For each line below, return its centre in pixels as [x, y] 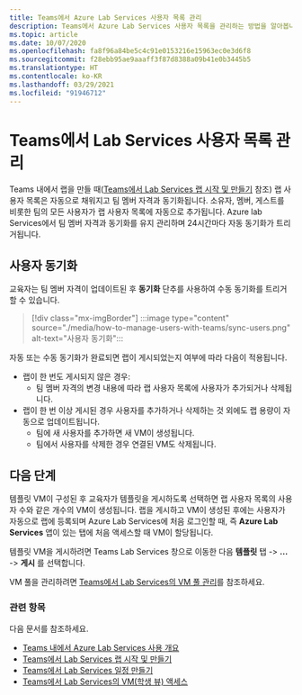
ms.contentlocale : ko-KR [56, 77]
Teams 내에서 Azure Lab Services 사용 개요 [101, 648]
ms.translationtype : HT [54, 68]
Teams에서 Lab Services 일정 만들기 [88, 671]
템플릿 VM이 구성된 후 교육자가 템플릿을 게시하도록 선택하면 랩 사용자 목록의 [142, 499]
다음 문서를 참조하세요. [49, 629]
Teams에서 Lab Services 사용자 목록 [141, 140]
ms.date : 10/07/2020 [48, 43]
